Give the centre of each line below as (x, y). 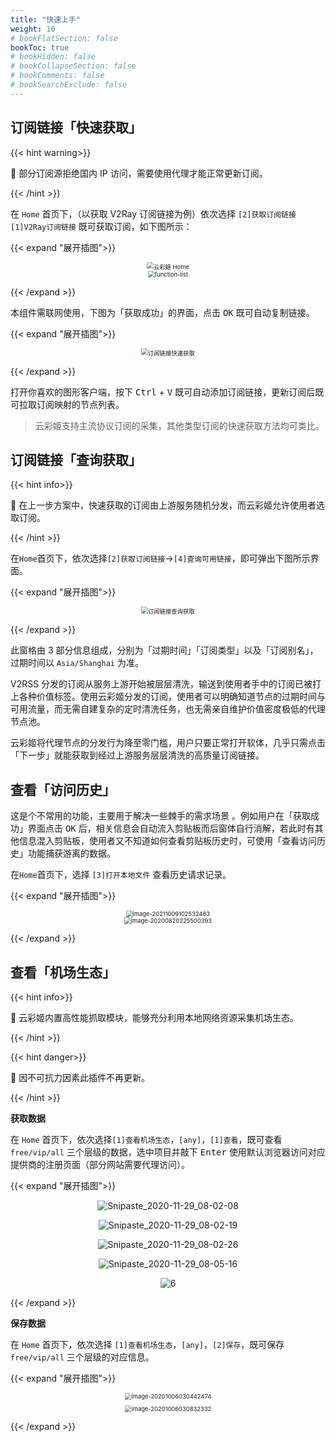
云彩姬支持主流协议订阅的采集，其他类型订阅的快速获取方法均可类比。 (179, 425)
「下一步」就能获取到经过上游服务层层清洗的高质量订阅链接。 (137, 755)
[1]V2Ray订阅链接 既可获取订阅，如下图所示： (101, 226)
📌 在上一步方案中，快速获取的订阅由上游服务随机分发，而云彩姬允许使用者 (163, 505)
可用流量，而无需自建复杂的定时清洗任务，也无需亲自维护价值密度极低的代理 (168, 709)
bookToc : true (40, 47)
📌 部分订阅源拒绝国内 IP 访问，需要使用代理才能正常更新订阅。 (139, 173)
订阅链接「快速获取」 (76, 127)
